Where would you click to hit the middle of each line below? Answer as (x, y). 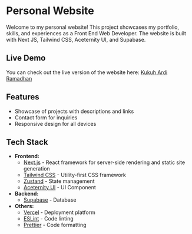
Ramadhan (19, 78)
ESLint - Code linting (48, 219)
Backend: (27, 194)
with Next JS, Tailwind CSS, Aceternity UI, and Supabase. (76, 39)
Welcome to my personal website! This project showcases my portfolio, (93, 27)
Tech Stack (27, 142)
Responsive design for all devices (55, 123)
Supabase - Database (50, 200)
